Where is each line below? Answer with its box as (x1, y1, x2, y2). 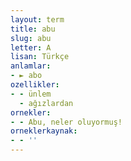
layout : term (10, 14, 65, 25)
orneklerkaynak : (10, 126, 78, 136)
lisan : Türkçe (10, 52, 70, 62)
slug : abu (10, 33, 52, 43)
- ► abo (10, 71, 43, 81)
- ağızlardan (19, 98, 74, 108)
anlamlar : (10, 61, 52, 71)
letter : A (10, 42, 52, 53)
